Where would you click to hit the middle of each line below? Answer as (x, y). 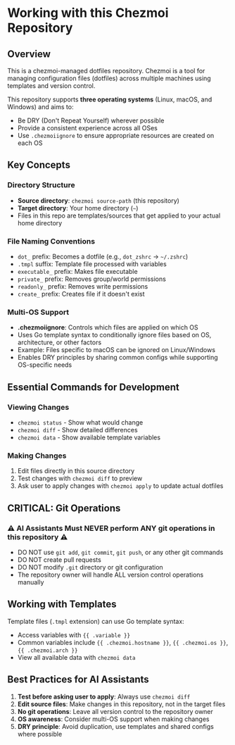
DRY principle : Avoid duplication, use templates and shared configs (116, 726)
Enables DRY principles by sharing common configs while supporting (118, 358)
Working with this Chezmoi (88, 13)
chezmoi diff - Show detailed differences (78, 430)
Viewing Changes (38, 407)
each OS (30, 143)
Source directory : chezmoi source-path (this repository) (98, 200)
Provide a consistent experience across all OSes (88, 128)
